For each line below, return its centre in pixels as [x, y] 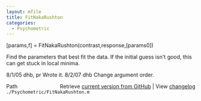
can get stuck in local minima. [43, 63]
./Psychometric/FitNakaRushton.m [48, 92]
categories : [21, 23]
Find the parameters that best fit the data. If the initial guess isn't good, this [99, 57]
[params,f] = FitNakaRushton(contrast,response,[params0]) [80, 45]
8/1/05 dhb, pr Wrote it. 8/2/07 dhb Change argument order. [80, 75]
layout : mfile [24, 12]
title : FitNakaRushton [34, 17]
